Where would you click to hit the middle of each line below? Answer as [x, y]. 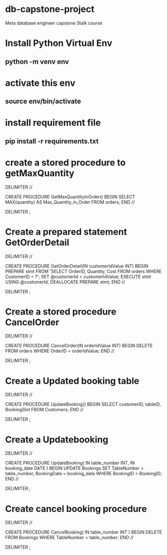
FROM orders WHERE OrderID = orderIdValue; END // [60, 351]
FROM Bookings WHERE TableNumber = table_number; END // [69, 538]
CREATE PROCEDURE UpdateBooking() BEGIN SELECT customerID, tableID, [83, 404]
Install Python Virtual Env [59, 43]
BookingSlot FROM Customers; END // [44, 410]
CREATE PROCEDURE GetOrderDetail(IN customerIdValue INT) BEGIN [77, 266]
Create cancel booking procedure [76, 509]
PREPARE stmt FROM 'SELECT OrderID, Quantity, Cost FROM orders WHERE [83, 271]
